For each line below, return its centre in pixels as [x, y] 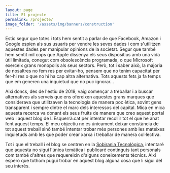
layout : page [19, 10]
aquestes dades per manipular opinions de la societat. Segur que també [80, 49]
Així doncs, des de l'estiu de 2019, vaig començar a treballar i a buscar [79, 91]
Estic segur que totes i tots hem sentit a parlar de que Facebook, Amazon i [83, 39]
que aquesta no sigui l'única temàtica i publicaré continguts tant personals [83, 150]
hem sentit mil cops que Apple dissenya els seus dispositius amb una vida [83, 55]
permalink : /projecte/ [29, 19]
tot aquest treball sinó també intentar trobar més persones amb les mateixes [85, 129]
